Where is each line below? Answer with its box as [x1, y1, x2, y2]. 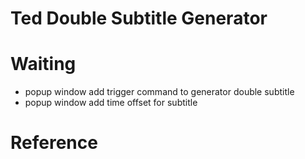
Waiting [10, 53, 77, 76]
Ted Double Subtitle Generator [10, 7, 268, 30]
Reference [10, 132, 98, 154]
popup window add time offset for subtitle [24, 97, 198, 109]
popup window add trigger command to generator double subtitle [24, 86, 295, 98]
